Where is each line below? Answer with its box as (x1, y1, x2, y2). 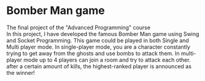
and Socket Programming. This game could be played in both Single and (6, 37, 189, 44)
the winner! (6, 69, 35, 76)
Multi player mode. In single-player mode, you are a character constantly (6, 43, 190, 51)
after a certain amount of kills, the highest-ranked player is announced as (6, 62, 192, 70)
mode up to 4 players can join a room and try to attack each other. (23, 56, 191, 63)
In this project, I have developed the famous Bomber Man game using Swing (6, 30, 199, 37)
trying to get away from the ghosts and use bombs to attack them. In (6, 49, 180, 57)
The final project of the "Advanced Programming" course (6, 24, 151, 31)
